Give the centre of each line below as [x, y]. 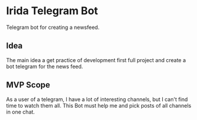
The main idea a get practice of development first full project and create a [96, 60]
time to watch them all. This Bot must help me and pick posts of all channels [99, 105]
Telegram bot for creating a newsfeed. [53, 27]
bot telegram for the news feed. [45, 66]
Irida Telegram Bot [52, 11]
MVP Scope [28, 85]
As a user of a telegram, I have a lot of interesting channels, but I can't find [97, 99]
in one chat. [21, 112]
